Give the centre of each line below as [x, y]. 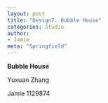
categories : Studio [36, 27]
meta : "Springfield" [38, 46]
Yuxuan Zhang [28, 80]
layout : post [26, 14]
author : [19, 33]
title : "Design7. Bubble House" [54, 20]
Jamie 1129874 [29, 93]
